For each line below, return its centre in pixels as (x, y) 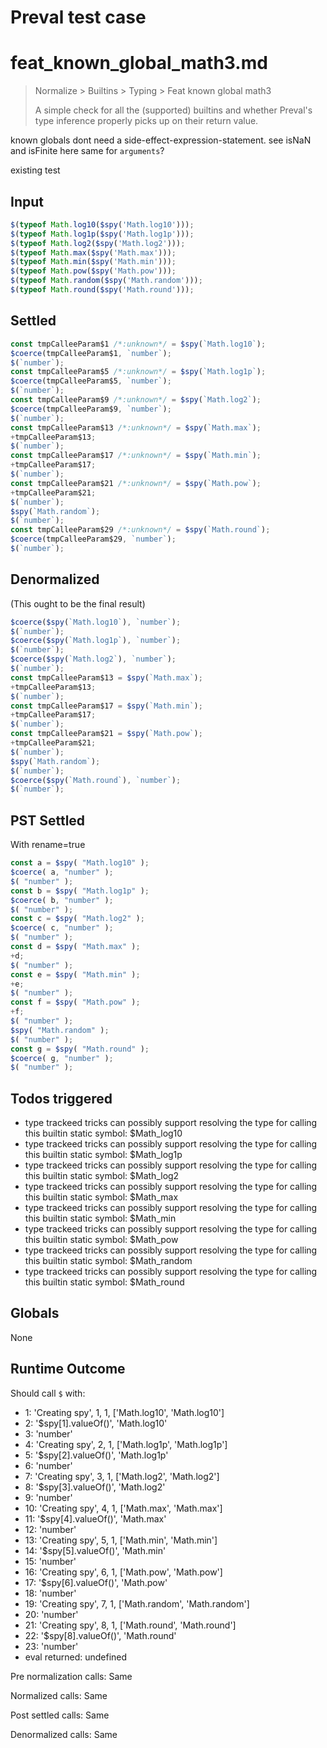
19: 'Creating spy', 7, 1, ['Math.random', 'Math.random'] (137, 1603)
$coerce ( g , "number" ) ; (62, 1058)
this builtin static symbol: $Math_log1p (103, 1155)
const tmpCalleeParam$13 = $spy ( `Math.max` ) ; (106, 677)
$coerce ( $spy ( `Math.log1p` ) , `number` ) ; (96, 641)
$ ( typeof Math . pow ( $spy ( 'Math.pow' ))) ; (93, 271)
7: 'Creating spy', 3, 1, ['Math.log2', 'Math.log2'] (122, 1476)
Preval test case (78, 17)
